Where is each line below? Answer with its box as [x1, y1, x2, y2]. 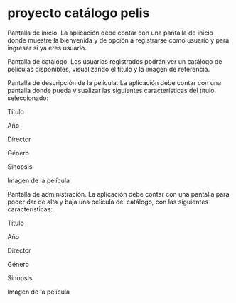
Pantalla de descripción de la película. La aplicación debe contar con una [7, 78, 222, 87]
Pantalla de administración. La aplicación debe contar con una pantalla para [7, 189, 230, 198]
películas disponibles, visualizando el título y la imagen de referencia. [7, 65, 210, 73]
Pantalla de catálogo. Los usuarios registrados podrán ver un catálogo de [7, 57, 222, 65]
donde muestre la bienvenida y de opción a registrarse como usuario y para [7, 35, 230, 44]
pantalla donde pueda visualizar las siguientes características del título [7, 86, 215, 94]
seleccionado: [7, 94, 49, 102]
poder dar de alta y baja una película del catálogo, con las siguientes [7, 197, 208, 206]
